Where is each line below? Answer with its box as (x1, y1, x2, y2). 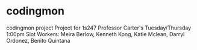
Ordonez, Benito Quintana (6, 37, 70, 44)
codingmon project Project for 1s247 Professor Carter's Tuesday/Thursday (6, 24, 192, 31)
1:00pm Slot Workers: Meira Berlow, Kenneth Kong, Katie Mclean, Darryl (6, 30, 185, 37)
